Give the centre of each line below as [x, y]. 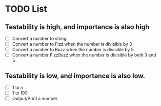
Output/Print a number [35, 99]
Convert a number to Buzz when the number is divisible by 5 [73, 50]
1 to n [18, 88]
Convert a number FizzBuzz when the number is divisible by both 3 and [84, 55]
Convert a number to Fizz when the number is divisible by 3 [72, 44]
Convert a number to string [39, 38]
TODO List [26, 9]
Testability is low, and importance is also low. [75, 76]
